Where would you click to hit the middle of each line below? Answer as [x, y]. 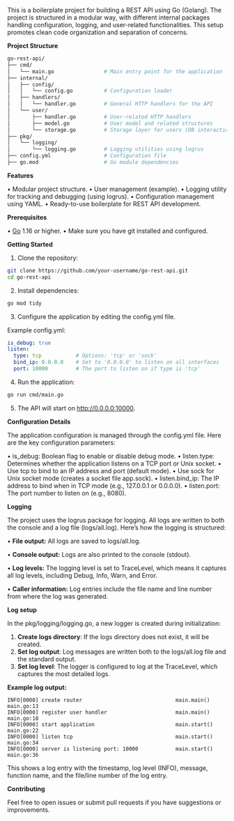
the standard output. [47, 659]
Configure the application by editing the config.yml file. [96, 316]
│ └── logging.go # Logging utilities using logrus [106, 149]
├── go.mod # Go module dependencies [93, 162]
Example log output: [37, 687]
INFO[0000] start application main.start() [110, 724]
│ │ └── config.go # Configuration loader [90, 91]
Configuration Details [39, 422]
